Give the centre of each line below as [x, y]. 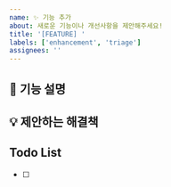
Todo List [36, 153]
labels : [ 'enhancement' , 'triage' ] [75, 42]
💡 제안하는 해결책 [54, 122]
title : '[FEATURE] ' [48, 34]
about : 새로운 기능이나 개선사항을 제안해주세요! [86, 26]
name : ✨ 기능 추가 [40, 17]
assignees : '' [36, 51]
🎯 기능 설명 [38, 89]
